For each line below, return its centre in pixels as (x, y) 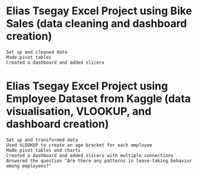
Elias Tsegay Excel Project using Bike (99, 11)
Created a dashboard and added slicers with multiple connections (90, 155)
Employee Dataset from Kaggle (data (99, 99)
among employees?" (29, 166)
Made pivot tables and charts (44, 150)
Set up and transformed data (42, 140)
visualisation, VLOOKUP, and (79, 112)
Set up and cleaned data (37, 52)
